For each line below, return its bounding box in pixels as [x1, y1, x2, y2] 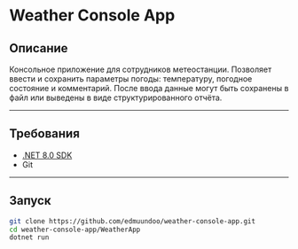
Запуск [9, 193, 51, 208]
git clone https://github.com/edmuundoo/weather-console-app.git [9, 216, 255, 226]
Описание [9, 41, 68, 56]
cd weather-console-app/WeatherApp [9, 225, 141, 234]
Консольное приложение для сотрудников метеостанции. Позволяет [9, 64, 272, 74]
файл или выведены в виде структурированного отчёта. [9, 92, 223, 103]
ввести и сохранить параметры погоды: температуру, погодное [9, 74, 253, 84]
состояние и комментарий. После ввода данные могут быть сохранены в [9, 83, 289, 93]
